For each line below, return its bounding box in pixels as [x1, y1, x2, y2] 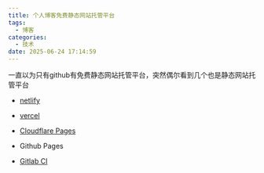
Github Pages [19, 142, 64, 150]
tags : [8, 19, 26, 27]
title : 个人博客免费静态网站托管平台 [8, 11, 115, 20]
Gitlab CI [19, 157, 48, 165]
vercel [19, 111, 41, 120]
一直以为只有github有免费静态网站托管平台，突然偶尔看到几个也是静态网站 [8, 70, 249, 79]
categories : [8, 33, 47, 41]
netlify [19, 96, 41, 105]
